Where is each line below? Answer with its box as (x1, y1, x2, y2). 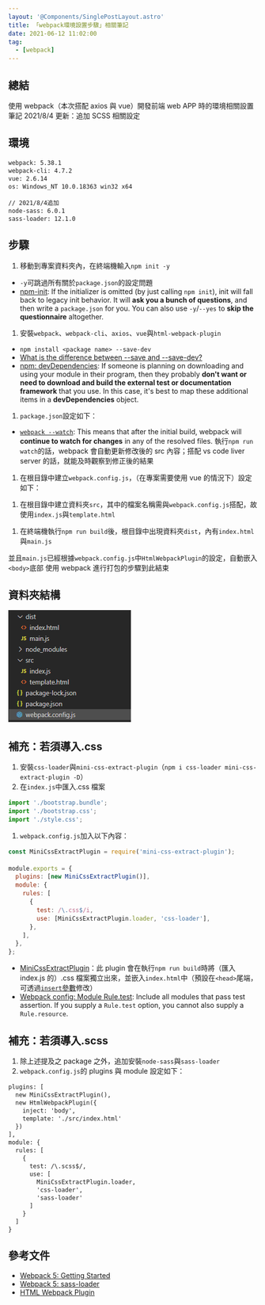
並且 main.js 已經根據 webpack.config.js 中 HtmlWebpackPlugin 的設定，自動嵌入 (8, 553, 258, 563)
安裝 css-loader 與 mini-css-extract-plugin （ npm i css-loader (19, 762, 221, 772)
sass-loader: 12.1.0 (8, 215, 77, 223)
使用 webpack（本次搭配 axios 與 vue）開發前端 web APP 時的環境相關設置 (8, 101, 255, 110)
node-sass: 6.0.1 (8, 207, 66, 215)
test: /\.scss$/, (28, 1162, 87, 1170)
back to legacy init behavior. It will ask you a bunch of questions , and (19, 295, 248, 304)
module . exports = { (8, 864, 73, 872)
